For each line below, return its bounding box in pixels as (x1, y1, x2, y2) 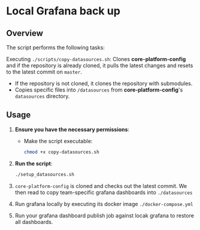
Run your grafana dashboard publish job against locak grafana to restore (14, 211, 195, 219)
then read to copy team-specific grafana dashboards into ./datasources (14, 189, 193, 196)
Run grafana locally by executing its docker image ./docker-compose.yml (14, 200, 193, 207)
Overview (6, 28, 44, 38)
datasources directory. (14, 93, 70, 99)
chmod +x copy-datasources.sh (23, 149, 100, 155)
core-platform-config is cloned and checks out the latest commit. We (14, 182, 187, 189)
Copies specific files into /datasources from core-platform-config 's (14, 86, 183, 93)
